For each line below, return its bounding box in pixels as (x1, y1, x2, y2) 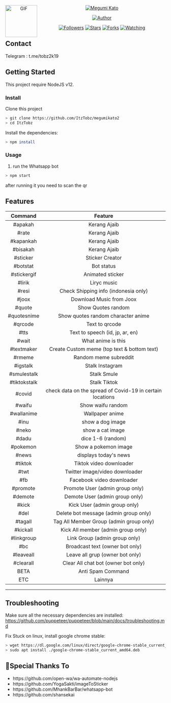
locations (93, 393, 115, 401)
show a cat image (82, 427, 125, 434)
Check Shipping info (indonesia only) (59, 287, 149, 294)
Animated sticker (83, 271, 124, 278)
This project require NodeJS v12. (5, 81, 74, 87)
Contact (5, 39, 32, 48)
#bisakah (12, 246, 35, 253)
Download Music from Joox (71, 295, 137, 302)
